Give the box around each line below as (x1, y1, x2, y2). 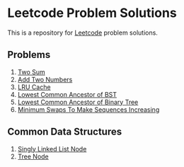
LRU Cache (17, 83, 51, 91)
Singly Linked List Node (17, 144, 87, 153)
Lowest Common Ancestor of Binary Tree (17, 98, 139, 106)
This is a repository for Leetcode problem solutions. (7, 28, 158, 37)
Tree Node (17, 152, 50, 161)
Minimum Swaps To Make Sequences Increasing (17, 105, 160, 114)
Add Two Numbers (17, 75, 73, 83)
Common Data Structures (7, 126, 122, 138)
